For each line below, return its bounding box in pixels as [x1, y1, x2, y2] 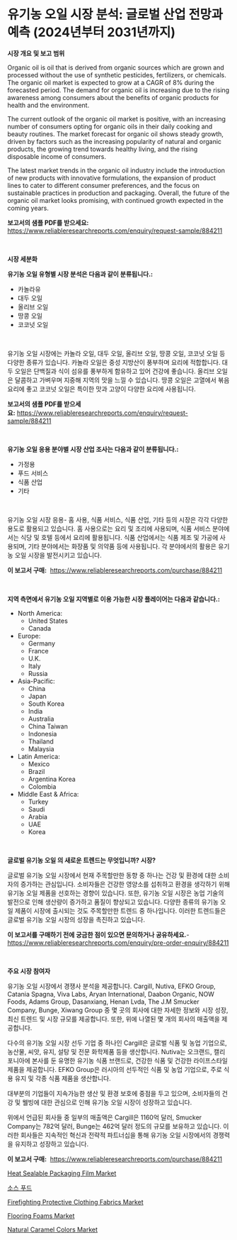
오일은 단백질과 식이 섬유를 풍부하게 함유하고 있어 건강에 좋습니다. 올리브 [14, 367, 215, 375]
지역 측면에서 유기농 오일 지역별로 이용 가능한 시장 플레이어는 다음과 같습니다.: [7, 594, 221, 603]
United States [28, 616, 69, 625]
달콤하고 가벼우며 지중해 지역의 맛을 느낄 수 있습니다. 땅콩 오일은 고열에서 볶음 [14, 375, 230, 384]
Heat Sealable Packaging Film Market [7, 1168, 117, 1178]
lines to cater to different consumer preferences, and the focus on [7, 181, 200, 189]
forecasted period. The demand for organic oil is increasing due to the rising [7, 86, 230, 94]
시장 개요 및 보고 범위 [7, 49, 65, 57]
